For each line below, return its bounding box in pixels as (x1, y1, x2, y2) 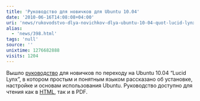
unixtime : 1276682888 (6, 48, 60, 53)
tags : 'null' (6, 36, 39, 42)
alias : (6, 25, 23, 31)
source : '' (6, 42, 33, 48)
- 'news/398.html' (11, 31, 58, 37)
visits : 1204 (6, 53, 39, 59)
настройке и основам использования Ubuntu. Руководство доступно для (6, 81, 193, 89)
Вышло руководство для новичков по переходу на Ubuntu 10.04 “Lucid (6, 69, 186, 76)
